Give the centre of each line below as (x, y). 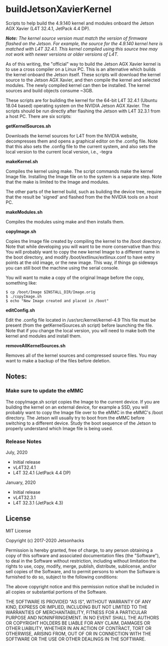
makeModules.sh (24, 212)
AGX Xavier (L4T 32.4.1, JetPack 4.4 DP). (48, 28)
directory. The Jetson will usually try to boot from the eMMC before (75, 418)
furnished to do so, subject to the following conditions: (62, 577)
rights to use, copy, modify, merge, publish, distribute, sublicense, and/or (81, 566)
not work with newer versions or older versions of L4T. (62, 54)
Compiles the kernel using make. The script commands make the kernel (79, 171)
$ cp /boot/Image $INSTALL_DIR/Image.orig (50, 292)
